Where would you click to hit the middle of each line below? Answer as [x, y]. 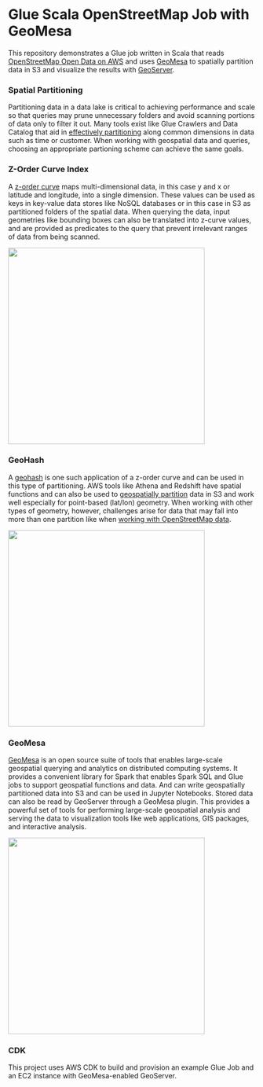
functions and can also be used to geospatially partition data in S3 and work [131, 494]
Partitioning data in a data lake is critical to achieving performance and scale [131, 107]
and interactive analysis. [47, 827]
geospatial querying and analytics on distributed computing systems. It [123, 769]
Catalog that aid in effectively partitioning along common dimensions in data [131, 132]
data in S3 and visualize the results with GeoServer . [91, 69]
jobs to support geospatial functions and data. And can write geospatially [127, 785]
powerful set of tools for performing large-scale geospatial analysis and [124, 810]
